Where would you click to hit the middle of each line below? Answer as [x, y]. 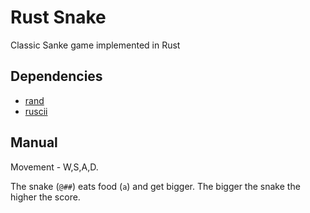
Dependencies [56, 76]
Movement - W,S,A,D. [54, 167]
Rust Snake [58, 17]
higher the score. [45, 197]
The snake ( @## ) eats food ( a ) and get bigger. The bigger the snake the [155, 186]
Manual [34, 142]
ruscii [36, 111]
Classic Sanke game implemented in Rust [95, 45]
